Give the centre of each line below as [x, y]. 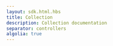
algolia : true [24, 34]
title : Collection [29, 17]
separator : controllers [36, 28]
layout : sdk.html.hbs [34, 12]
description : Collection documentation [57, 23]
